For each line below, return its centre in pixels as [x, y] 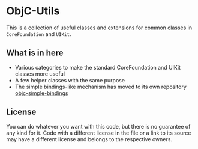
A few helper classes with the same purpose [70, 80]
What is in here [35, 53]
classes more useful [40, 74]
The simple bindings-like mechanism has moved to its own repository [101, 87]
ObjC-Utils [33, 11]
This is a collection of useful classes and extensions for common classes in [99, 28]
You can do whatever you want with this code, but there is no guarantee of [98, 126]
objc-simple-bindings [41, 93]
